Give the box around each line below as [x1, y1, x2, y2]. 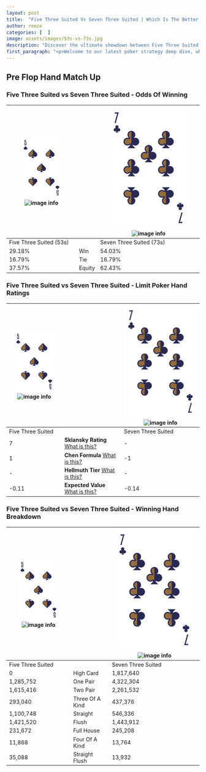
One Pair [73, 678, 95, 686]
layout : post [6, 10, 40, 16]
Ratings [6, 289, 30, 297]
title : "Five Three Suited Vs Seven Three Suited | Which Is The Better [6, 16, 199, 23]
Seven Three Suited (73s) [100, 239, 166, 246]
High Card [73, 669, 99, 676]
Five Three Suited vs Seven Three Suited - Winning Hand [6, 505, 179, 513]
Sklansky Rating [64, 436, 107, 444]
